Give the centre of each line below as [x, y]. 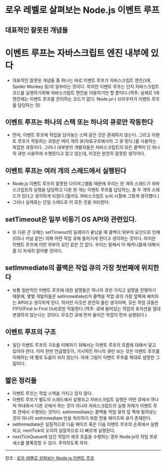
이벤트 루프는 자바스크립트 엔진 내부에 [77, 53]
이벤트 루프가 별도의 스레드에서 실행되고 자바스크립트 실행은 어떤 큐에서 [81, 400]
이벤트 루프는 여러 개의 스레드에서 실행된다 [66, 171]
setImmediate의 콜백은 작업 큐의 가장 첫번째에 [72, 268]
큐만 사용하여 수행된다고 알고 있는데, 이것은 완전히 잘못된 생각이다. [82, 154]
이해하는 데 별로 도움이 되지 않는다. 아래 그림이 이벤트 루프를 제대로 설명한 [83, 357]
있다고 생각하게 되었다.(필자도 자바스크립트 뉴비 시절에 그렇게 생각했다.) [90, 196]
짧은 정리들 [21, 380]
